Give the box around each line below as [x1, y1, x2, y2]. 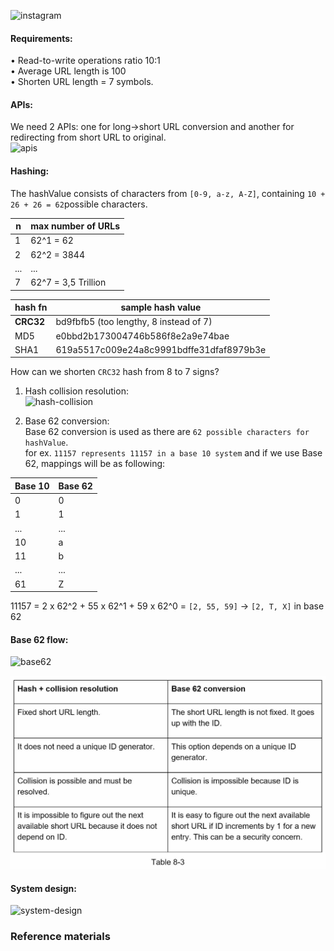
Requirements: [10, 32, 73, 44]
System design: [10, 882, 77, 894]
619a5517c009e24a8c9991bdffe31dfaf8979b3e [55, 343, 267, 355]
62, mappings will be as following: [24, 458, 166, 470]
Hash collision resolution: [24, 385, 129, 397]
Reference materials [10, 930, 111, 944]
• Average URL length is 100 [10, 65, 127, 77]
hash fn [14, 301, 48, 314]
